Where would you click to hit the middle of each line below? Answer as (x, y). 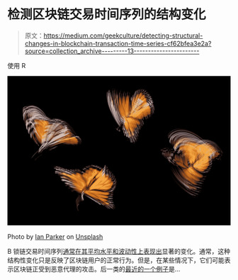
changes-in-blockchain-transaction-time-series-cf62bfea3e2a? (118, 43)
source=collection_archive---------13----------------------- (112, 51)
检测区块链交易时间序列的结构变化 (107, 15)
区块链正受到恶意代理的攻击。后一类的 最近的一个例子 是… (97, 269)
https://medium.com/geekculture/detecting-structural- (123, 35)
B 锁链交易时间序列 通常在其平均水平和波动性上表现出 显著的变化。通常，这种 (119, 251)
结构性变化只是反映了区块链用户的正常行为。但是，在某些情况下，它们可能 (116, 260)
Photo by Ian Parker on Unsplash (55, 236)
